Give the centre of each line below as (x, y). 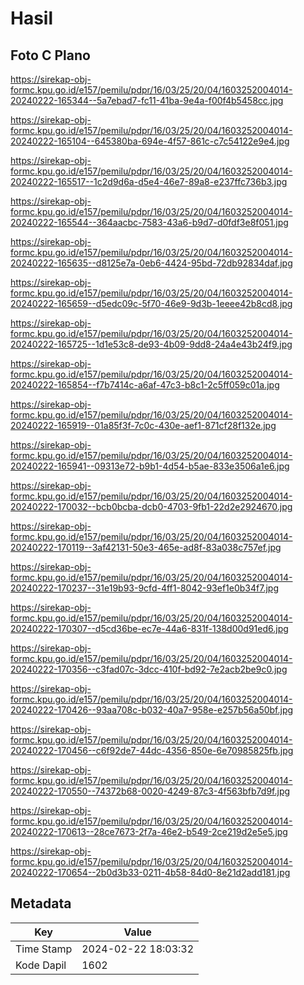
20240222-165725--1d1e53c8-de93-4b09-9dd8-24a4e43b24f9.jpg (151, 344)
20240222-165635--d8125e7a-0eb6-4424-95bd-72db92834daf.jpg (151, 263)
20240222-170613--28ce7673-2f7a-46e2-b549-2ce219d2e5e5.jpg (149, 831)
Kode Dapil (41, 965)
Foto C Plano (50, 55)
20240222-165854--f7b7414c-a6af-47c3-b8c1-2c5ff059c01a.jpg (145, 385)
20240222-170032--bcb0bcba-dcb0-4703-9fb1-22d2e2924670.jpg (151, 506)
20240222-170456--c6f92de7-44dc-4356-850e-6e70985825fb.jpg (152, 750)
